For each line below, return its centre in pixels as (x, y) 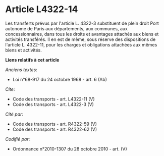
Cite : (10, 89)
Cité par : (14, 114)
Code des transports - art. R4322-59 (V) (55, 124)
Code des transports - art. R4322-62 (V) (55, 129)
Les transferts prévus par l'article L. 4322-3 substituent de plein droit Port (82, 23)
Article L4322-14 (42, 9)
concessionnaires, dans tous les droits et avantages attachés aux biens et (82, 34)
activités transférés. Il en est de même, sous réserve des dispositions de (80, 39)
